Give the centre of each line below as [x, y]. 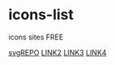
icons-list [41, 15]
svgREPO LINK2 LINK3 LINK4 [57, 52]
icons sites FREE [36, 37]
